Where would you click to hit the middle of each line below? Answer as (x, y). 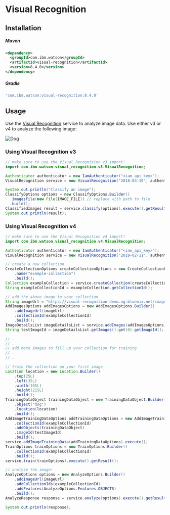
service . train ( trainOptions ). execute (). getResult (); (62, 461)
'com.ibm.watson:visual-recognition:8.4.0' (52, 95)
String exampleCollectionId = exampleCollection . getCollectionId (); (79, 288)
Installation (23, 28)
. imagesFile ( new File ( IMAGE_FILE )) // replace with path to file (80, 199)
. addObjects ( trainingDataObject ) (50, 428)
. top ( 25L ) (25, 376)
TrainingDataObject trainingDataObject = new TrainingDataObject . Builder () (87, 400)
